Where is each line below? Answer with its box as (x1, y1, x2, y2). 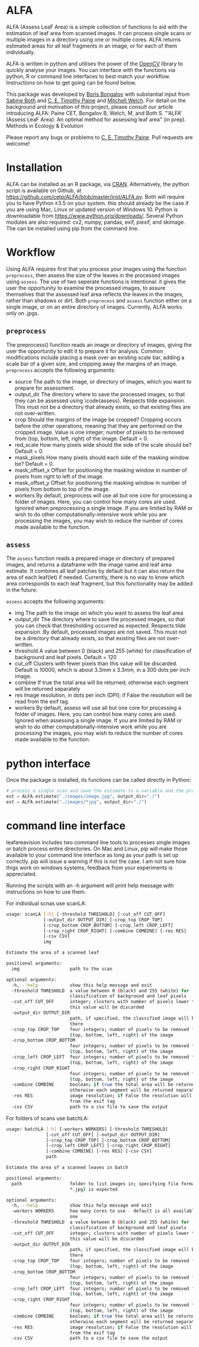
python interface (6, 757, 91, 770)
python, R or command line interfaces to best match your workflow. (6, 73, 171, 80)
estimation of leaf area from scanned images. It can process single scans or (6, 29, 191, 36)
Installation (6, 161, 63, 174)
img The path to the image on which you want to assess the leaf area (14, 609, 184, 616)
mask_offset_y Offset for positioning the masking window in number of (14, 479, 187, 486)
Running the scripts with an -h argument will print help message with (6, 882, 174, 889)
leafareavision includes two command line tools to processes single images (6, 838, 191, 845)
